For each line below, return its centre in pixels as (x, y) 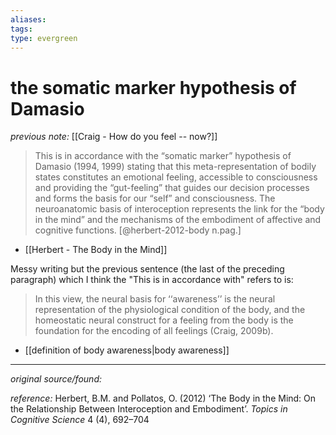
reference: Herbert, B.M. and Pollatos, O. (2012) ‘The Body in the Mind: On (163, 398)
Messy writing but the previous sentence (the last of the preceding (147, 269)
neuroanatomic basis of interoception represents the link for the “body (179, 209)
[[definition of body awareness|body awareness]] (127, 350)
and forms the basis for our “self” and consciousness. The (155, 198)
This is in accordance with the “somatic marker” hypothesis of (163, 156)
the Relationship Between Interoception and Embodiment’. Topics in (149, 409)
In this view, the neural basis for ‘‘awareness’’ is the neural (155, 299)
